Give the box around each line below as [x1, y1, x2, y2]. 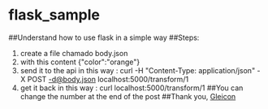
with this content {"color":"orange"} [19, 57, 140, 67]
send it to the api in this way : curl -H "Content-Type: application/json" [19, 65, 256, 75]
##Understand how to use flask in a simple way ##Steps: [8, 33, 200, 42]
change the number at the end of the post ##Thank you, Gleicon [19, 91, 236, 101]
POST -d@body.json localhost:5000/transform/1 [27, 74, 189, 84]
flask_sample [8, 6, 100, 24]
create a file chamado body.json [19, 48, 128, 58]
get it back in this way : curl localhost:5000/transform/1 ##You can [19, 83, 244, 93]
